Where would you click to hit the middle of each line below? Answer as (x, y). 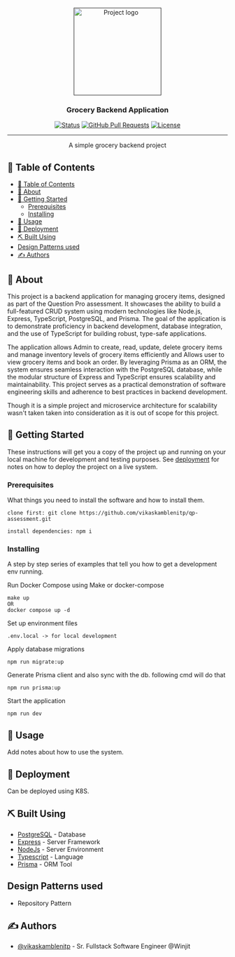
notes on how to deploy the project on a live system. (83, 466)
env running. (26, 571)
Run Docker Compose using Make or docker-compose (86, 585)
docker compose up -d (39, 611)
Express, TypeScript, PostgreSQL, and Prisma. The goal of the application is (116, 318)
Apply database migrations (46, 649)
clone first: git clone (42, 513)
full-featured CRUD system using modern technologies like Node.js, (105, 311)
